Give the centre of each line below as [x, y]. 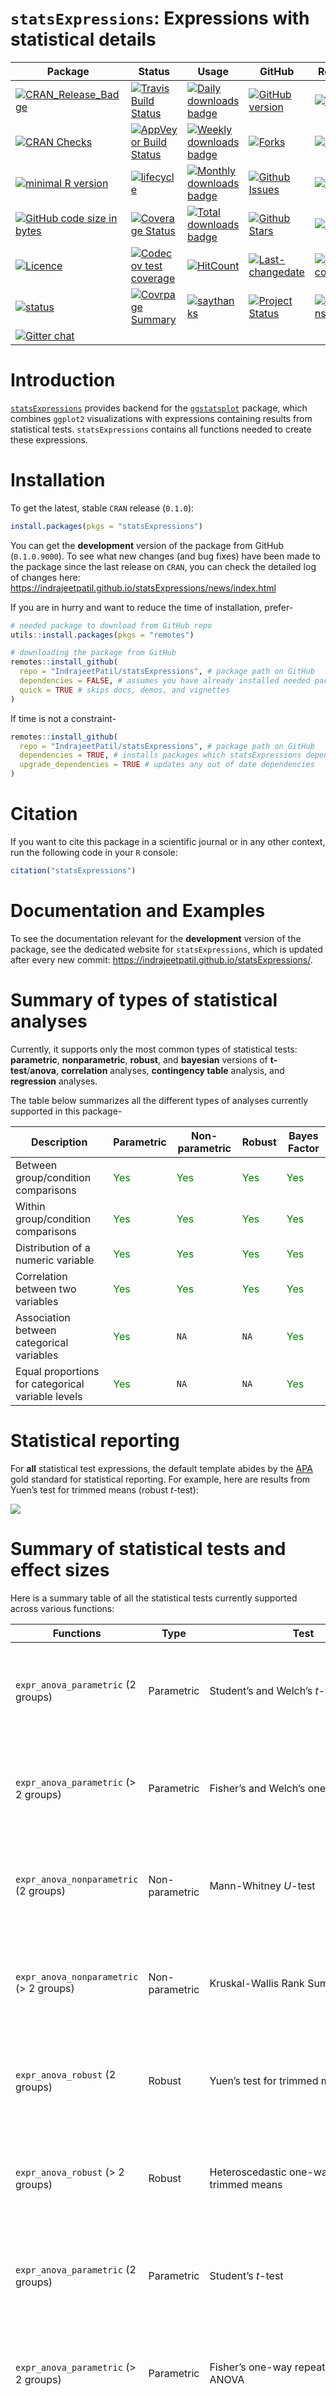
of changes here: [45, 577]
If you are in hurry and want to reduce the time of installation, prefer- [152, 607]
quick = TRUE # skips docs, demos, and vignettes [124, 690]
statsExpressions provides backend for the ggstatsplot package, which [159, 408]
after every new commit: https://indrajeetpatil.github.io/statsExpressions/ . [161, 959]
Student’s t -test [246, 2275]
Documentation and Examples [138, 911]
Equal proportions [57, 1371]
